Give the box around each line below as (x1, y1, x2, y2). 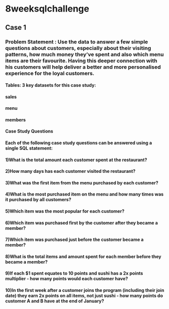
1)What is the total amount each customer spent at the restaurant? (5, 157, 147, 163)
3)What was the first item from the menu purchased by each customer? (5, 179, 159, 186)
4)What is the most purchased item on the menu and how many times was (5, 191, 164, 197)
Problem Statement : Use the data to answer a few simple (5, 38, 148, 45)
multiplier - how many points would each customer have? (5, 276, 128, 282)
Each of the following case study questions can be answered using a (5, 140, 152, 146)
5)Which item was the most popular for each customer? (5, 208, 125, 214)
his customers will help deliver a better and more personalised (5, 64, 161, 71)
